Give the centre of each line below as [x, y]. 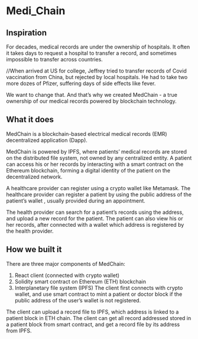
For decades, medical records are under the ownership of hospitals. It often [98, 47]
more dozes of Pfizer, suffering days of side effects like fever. [81, 83]
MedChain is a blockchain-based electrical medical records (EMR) [87, 133]
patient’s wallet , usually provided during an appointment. [76, 201]
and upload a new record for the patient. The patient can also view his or [95, 218]
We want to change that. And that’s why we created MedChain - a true [92, 95]
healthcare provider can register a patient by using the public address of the [99, 194]
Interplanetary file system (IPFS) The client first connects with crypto [99, 288]
